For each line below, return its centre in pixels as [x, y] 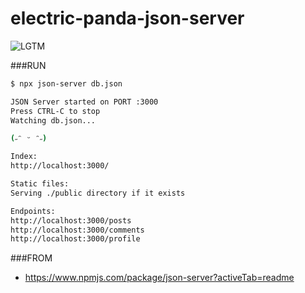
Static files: [40, 184]
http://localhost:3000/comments [77, 230]
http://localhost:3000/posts [71, 220]
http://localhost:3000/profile [75, 239]
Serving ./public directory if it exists [98, 193]
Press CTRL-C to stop [55, 111]
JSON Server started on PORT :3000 [84, 102]
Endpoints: [33, 211]
